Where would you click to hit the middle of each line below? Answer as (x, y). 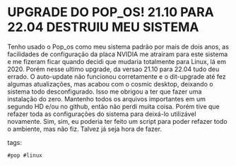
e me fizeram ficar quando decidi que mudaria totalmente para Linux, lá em (117, 61)
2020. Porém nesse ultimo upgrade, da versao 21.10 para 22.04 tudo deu (113, 69)
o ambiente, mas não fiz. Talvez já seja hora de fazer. (85, 129)
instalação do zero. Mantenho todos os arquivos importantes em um (107, 98)
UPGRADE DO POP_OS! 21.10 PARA (111, 12)
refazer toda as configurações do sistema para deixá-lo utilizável (102, 114)
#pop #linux (25, 155)
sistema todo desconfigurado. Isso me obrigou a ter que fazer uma (105, 91)
